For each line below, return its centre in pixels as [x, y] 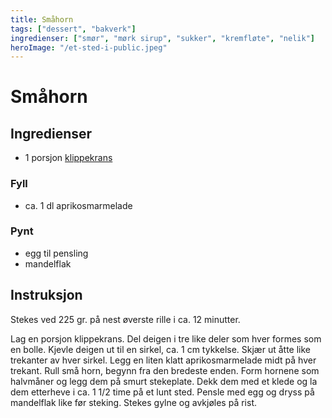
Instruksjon [46, 295]
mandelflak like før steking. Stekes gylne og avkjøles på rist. [133, 402]
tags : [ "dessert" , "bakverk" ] [73, 29]
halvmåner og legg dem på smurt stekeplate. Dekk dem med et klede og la [164, 381]
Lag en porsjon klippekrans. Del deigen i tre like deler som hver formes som [166, 338]
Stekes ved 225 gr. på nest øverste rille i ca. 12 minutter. [125, 319]
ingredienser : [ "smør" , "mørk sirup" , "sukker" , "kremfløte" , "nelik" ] [162, 38]
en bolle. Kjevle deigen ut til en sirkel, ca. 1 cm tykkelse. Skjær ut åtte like [160, 349]
